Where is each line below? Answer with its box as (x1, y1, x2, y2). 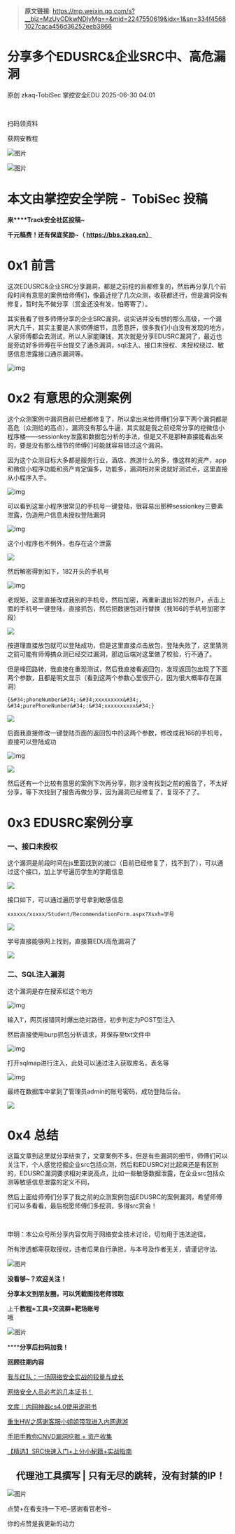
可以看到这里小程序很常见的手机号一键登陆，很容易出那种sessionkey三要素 (7, 502, 224, 510)
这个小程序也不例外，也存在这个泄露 (7, 539, 112, 547)
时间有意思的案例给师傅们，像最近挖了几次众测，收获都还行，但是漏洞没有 (13, 291, 228, 299)
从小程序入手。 (7, 473, 50, 482)
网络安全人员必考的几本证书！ (7, 1388, 93, 1396)
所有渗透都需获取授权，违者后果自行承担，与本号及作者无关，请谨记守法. (7, 1245, 218, 1253)
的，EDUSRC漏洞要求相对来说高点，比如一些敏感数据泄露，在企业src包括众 (7, 1169, 225, 1177)
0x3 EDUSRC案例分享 (7, 815, 133, 831)
